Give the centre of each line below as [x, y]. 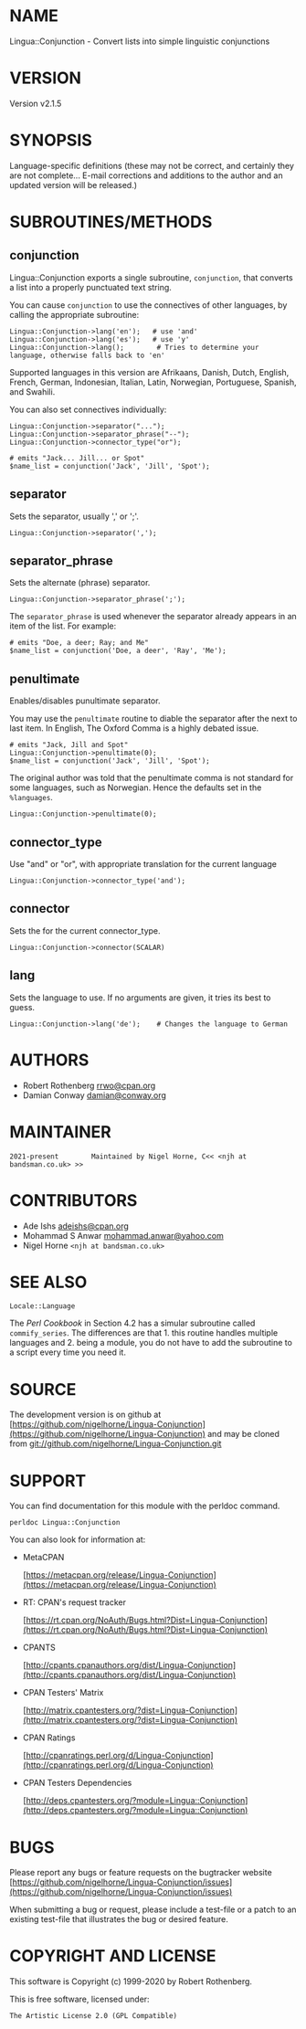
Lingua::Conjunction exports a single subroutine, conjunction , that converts [152, 277]
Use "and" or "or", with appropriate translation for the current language [143, 864]
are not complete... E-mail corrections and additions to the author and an [146, 175]
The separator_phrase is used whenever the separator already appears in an [153, 617]
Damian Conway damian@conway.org [95, 1095]
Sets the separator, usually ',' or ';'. [74, 516]
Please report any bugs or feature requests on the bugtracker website [141, 1873]
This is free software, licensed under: [79, 1999]
